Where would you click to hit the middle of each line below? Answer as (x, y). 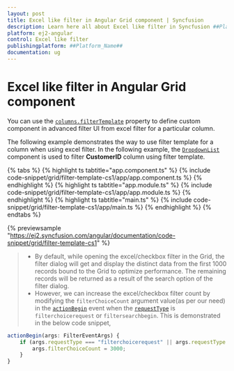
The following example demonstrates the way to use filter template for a (110, 142)
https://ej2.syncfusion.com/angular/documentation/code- (93, 235)
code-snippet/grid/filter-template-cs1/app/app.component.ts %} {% (105, 177)
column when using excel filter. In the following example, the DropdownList (114, 149)
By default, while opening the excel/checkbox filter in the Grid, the (130, 256)
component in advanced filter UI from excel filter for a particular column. (111, 128)
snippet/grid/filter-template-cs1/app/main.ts (70, 207)
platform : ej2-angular (40, 33)
